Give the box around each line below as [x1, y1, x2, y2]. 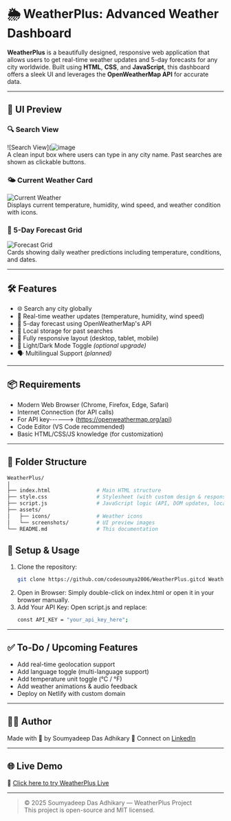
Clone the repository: [16, 562, 78, 571]
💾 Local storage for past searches [16, 327, 113, 335]
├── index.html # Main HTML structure [7, 487, 162, 494]
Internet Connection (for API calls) [16, 408, 114, 416]
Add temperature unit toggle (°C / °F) [16, 675, 122, 683]
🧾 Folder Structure [7, 456, 87, 468]
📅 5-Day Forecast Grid [7, 225, 82, 234]
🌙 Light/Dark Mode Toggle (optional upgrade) [16, 342, 146, 350]
